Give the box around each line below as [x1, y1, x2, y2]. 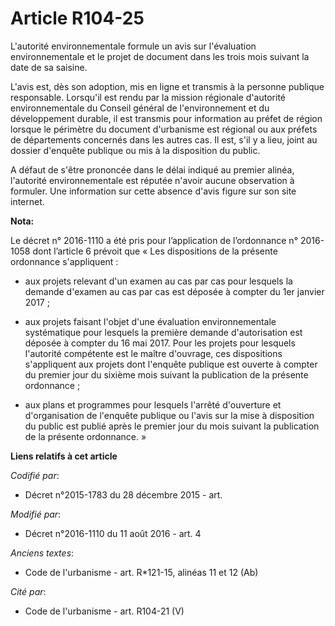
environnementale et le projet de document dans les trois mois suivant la [10, 50, 310, 62]
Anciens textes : [10, 547, 75, 559]
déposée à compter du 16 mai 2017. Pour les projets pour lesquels [24, 337, 296, 349]
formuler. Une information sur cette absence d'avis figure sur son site [10, 185, 297, 197]
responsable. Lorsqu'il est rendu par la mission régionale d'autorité [10, 91, 286, 103]
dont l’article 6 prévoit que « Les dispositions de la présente [32, 245, 278, 257]
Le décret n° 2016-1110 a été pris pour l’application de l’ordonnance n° [10, 234, 299, 246]
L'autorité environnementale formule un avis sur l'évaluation [10, 40, 257, 52]
